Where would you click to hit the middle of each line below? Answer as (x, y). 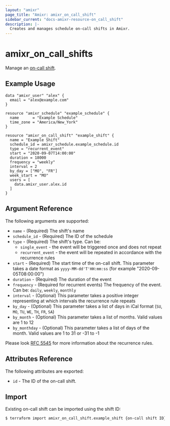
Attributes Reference (39, 359)
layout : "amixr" (22, 10)
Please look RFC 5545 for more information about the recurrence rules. (79, 343)
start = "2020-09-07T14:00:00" (43, 153)
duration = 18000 (28, 158)
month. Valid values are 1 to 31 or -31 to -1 (56, 333)
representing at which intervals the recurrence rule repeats (74, 301)
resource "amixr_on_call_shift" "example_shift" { (60, 135)
